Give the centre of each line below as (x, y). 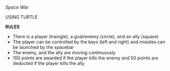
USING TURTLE (22, 17)
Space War (17, 7)
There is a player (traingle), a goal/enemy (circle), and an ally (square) (86, 37)
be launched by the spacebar (43, 47)
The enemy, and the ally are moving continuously (64, 53)
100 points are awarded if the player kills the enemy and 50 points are (85, 58)
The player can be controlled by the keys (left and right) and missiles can (89, 42)
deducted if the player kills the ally (48, 63)
